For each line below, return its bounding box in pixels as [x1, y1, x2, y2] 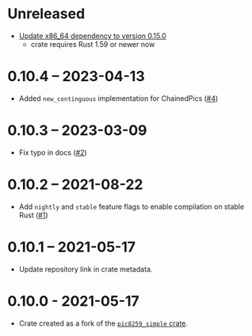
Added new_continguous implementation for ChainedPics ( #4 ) [18, 93, 219, 103]
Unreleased [7, 5, 86, 23]
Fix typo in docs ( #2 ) [18, 148, 88, 157]
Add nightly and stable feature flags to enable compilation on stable [18, 202, 245, 211]
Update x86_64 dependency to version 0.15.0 [18, 31, 167, 41]
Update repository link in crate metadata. [18, 264, 153, 274]
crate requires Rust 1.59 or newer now [30, 39, 155, 48]
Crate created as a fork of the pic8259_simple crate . [18, 319, 188, 328]
